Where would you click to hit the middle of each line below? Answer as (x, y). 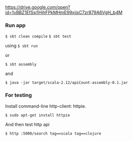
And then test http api (27, 124)
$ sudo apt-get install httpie (38, 115)
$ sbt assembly (21, 65)
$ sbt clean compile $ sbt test (38, 37)
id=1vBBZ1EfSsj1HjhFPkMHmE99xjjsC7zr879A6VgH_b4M (64, 12)
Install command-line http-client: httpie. (46, 106)
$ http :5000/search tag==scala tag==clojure (53, 134)
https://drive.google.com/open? (38, 7)
